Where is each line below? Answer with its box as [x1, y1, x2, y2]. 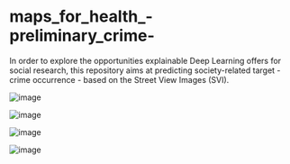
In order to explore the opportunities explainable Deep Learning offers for [9, 55, 282, 66]
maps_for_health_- [9, 6, 153, 27]
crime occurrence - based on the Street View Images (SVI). [9, 74, 230, 85]
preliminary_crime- [9, 25, 155, 46]
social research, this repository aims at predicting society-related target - [9, 65, 281, 76]
